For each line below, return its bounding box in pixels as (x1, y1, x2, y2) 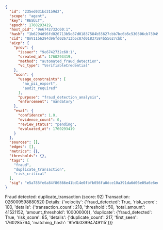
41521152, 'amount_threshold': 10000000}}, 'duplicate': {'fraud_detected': (5, 209, 152, 215)
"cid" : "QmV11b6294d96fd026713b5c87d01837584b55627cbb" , (9, 36, 127, 41)
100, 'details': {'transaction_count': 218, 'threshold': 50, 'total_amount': (5, 204, 146, 210)
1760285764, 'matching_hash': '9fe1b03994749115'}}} (5, 219, 113, 225)
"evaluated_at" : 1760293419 (17, 126, 75, 131)
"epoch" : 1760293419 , (9, 22, 53, 28)
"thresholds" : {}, (9, 153, 47, 158)
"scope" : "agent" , (9, 14, 47, 18)
